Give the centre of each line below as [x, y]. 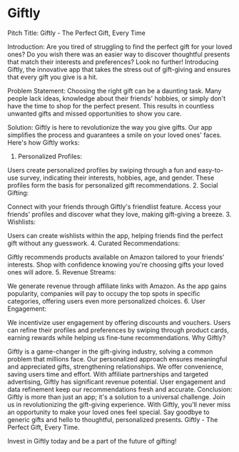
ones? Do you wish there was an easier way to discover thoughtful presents [119, 54]
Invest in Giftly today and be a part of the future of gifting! [92, 441]
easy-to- [210, 170]
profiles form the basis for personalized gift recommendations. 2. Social [113, 185]
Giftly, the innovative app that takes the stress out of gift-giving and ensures [119, 69]
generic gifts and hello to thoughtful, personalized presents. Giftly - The [113, 419]
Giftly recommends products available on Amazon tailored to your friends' [116, 257]
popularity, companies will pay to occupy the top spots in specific [104, 293]
